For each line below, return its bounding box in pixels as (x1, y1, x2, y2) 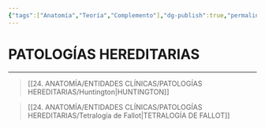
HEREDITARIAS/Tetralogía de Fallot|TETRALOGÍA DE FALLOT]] (27, 111, 230, 120)
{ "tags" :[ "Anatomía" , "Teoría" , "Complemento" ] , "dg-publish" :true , (8, 11, 227, 20)
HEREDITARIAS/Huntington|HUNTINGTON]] (27, 87, 170, 97)
